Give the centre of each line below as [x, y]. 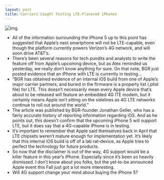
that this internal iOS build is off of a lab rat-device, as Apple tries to [81, 141]
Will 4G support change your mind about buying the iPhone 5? [75, 172]
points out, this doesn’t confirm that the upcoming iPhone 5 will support [84, 120]
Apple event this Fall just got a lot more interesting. [63, 167]
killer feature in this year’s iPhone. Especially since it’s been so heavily [83, 157]
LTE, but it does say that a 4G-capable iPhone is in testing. [71, 125]
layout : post [18, 10]
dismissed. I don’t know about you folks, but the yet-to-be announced [82, 162]
